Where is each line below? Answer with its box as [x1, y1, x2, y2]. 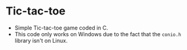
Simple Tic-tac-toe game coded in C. [14, 24, 108, 31]
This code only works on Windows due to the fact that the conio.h [14, 30, 182, 37]
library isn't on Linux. [14, 37, 68, 44]
